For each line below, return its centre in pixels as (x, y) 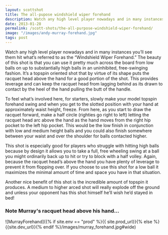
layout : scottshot (24, 10)
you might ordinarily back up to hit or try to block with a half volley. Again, (81, 156)
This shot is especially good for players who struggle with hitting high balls (82, 145)
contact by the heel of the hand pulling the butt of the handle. (68, 89)
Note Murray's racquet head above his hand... (62, 210)
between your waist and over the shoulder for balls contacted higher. (76, 136)
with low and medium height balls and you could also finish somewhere (79, 130)
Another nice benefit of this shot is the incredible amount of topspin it (77, 182)
